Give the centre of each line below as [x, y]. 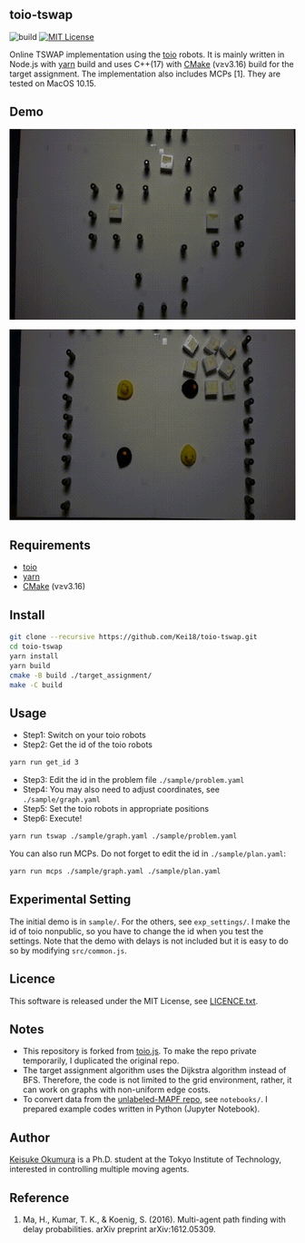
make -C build [36, 685]
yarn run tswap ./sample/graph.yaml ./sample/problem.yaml [123, 836]
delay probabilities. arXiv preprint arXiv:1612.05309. [119, 1229]
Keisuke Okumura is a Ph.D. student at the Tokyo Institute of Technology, [146, 1159]
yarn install [34, 656]
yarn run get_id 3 [44, 763]
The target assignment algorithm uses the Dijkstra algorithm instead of [154, 1070]
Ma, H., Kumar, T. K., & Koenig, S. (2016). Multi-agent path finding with [154, 1219]
